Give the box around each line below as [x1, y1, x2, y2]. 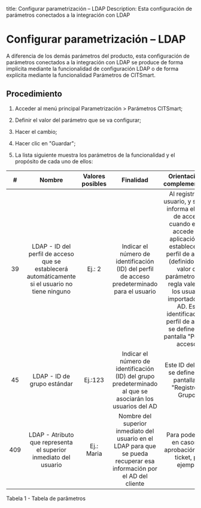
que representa [29, 438, 73, 446]
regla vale [167, 279, 196, 288]
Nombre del [118, 411, 152, 420]
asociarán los [116, 395, 154, 403]
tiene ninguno [32, 287, 71, 295]
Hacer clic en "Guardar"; [14, 139, 76, 147]
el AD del [122, 471, 148, 480]
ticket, [174, 453, 193, 461]
